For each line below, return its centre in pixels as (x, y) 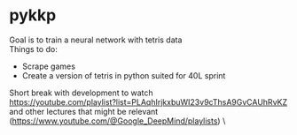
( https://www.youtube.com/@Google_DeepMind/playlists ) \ (117, 121)
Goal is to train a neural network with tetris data (96, 40)
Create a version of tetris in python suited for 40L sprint (124, 75)
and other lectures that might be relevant (84, 111)
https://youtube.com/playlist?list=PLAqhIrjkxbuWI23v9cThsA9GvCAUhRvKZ (148, 101)
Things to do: (33, 49)
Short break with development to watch (81, 93)
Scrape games (48, 66)
